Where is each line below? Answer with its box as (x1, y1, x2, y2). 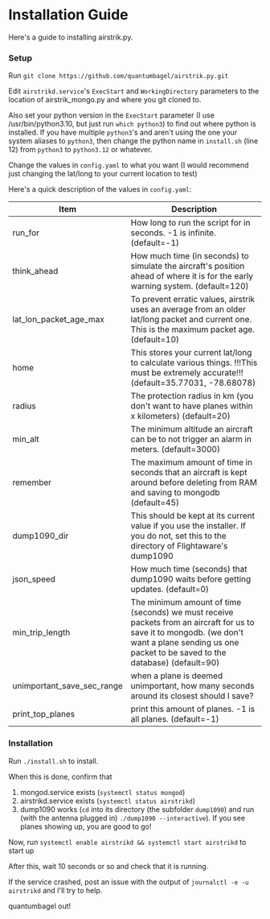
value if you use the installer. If (130, 520, 247, 532)
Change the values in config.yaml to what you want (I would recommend (8, 160, 249, 170)
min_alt (12, 433, 39, 445)
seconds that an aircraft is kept (130, 467, 247, 478)
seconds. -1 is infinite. (130, 227, 217, 238)
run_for (12, 227, 40, 238)
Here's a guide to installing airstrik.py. (8, 32, 133, 42)
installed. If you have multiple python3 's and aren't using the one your (8, 127, 238, 138)
